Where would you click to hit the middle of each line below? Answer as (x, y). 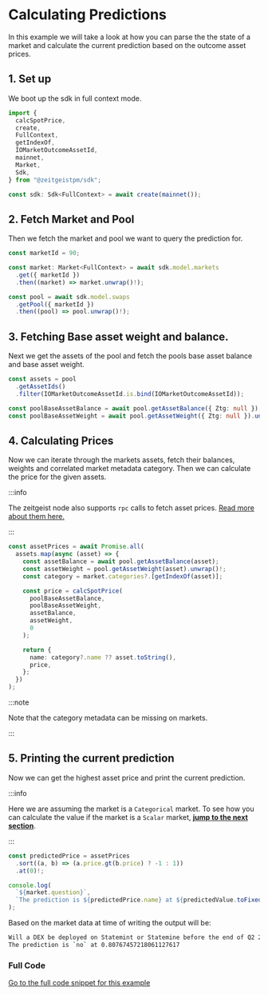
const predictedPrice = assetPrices (69, 856)
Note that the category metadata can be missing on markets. (108, 718)
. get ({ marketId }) (48, 275)
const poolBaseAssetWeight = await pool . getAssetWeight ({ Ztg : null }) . (132, 416)
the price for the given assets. (57, 477)
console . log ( (30, 885)
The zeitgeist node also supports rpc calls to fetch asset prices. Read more (132, 508)
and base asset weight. (47, 365)
